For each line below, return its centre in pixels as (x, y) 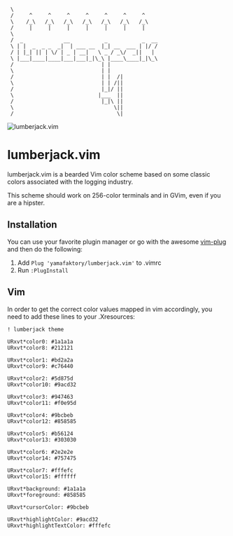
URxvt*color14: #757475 (42, 458)
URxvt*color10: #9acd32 (42, 385)
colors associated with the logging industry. (70, 181)
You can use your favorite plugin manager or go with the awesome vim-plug (117, 242)
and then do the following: (45, 249)
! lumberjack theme (36, 329)
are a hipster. (26, 202)
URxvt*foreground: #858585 (47, 495)
